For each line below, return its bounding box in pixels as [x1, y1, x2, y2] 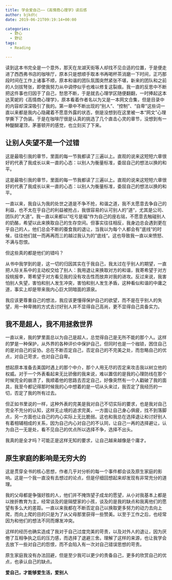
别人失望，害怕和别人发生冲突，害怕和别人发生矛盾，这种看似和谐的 [9, 280, 154, 286]
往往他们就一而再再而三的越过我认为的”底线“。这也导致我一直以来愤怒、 [14, 232, 166, 239]
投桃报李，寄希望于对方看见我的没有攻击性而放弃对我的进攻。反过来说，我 [5, 273, 162, 280]
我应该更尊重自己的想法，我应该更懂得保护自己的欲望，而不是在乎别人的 [5, 297, 158, 303]
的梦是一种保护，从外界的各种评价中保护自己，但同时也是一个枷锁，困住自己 [5, 341, 167, 347]
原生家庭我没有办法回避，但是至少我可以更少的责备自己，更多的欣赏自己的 [5, 552, 162, 558]
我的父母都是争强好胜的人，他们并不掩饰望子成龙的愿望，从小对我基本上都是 [5, 492, 167, 498]
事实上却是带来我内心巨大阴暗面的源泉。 [14, 286, 100, 292]
